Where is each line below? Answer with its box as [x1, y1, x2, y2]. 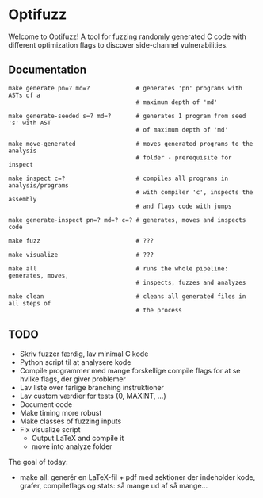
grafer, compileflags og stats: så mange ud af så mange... [19, 481, 208, 490]
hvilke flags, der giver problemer [19, 374, 127, 384]
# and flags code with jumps [135, 202, 232, 210]
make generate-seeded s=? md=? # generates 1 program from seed [8, 112, 246, 120]
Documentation [8, 63, 87, 77]
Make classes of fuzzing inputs [19, 416, 122, 426]
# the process [135, 306, 182, 314]
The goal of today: [8, 457, 69, 466]
